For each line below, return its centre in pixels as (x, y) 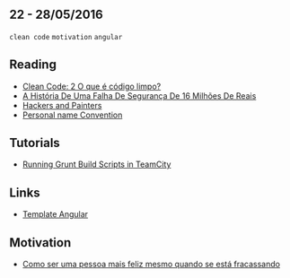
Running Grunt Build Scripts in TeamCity (97, 164)
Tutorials (35, 143)
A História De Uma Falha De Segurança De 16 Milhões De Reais (139, 96)
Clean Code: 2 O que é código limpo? (92, 86)
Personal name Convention (72, 115)
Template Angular (55, 214)
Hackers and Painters (62, 105)
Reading (33, 65)
